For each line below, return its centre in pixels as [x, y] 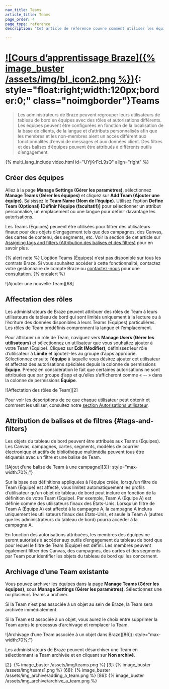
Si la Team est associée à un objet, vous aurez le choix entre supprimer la [81, 619]
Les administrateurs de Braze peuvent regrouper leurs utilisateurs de [89, 115]
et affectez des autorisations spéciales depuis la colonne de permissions [80, 364]
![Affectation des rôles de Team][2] [41, 390]
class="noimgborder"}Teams [96, 101]
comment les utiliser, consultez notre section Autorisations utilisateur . [77, 405]
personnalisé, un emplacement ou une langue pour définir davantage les [80, 211]
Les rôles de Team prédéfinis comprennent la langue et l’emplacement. [79, 328]
